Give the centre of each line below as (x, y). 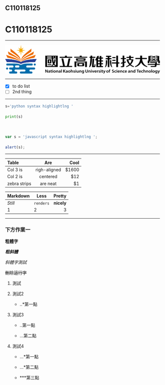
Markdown (18, 196)
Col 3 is (15, 170)
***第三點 (29, 378)
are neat (48, 183)
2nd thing (22, 92)
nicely (60, 203)
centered (48, 177)
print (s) (14, 117)
